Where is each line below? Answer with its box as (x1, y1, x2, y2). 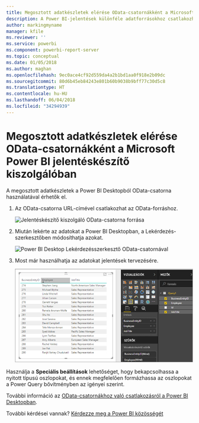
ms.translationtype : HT (6, 85, 65, 91)
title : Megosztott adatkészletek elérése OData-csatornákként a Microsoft (6, 9, 195, 15)
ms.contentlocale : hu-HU (6, 91, 68, 97)
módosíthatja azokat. (52, 234, 104, 241)
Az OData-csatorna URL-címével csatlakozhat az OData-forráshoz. (14, 204, 178, 211)
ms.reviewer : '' (6, 34, 46, 41)
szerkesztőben (14, 234, 52, 241)
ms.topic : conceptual (6, 53, 60, 59)
